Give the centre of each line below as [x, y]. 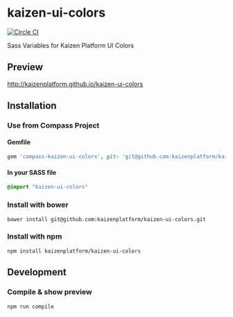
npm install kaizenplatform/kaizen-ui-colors [74, 251]
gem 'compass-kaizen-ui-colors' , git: [63, 157]
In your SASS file [32, 172]
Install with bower [38, 205]
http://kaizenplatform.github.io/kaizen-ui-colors [75, 84]
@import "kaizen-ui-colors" [48, 187]
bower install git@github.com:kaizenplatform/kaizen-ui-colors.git [107, 219]
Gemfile [19, 142]
